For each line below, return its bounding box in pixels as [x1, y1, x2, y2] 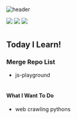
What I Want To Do [6, 92, 54, 100]
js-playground [15, 72, 50, 79]
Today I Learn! [6, 39, 62, 50]
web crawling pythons [15, 105, 71, 112]
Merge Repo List [6, 58, 56, 66]
